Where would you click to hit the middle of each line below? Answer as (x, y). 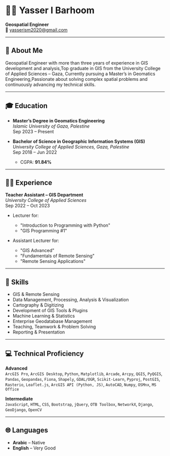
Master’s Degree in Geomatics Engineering (59, 120)
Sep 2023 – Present (33, 131)
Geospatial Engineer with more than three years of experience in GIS (77, 63)
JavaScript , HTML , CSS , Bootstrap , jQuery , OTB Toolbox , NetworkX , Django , (79, 404)
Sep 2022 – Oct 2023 (28, 206)
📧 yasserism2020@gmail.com (36, 29)
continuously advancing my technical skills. (51, 84)
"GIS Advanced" (37, 251)
